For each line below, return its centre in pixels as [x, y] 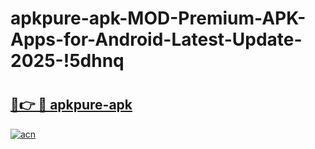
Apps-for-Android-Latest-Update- [156, 39]
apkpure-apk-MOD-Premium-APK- [158, 18]
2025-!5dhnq [67, 61]
